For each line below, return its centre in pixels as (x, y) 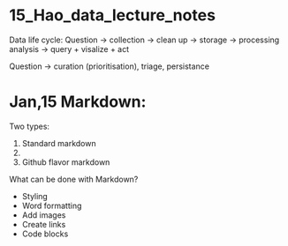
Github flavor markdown (66, 162)
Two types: (30, 126)
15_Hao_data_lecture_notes (113, 15)
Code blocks (45, 234)
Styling (35, 196)
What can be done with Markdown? (74, 179)
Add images (44, 215)
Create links (44, 224)
